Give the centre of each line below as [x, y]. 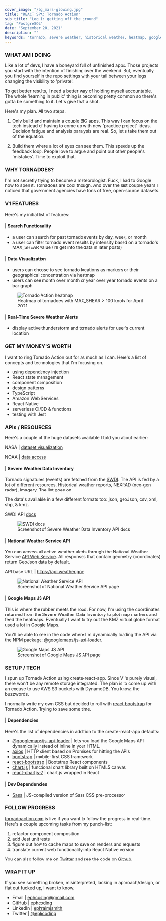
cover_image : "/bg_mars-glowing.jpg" [44, 10]
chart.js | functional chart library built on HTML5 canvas [69, 767]
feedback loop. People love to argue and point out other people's [78, 151]
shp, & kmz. [17, 505]
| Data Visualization [26, 259]
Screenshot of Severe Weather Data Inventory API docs [74, 529]
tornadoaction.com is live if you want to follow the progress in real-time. [78, 818]
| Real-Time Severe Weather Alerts [41, 317]
